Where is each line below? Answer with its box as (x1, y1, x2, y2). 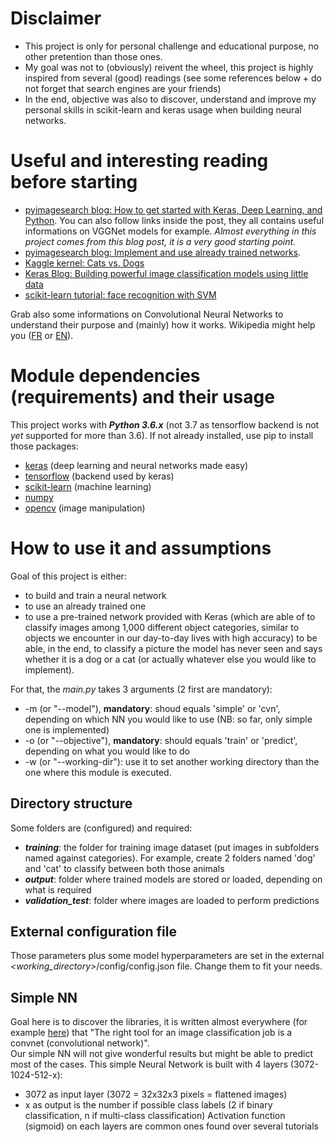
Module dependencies (10, 365, 201, 387)
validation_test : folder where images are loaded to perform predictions (24, 894, 320, 906)
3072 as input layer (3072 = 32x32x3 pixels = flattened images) (24, 1088, 288, 1101)
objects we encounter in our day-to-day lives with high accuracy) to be (24, 632, 318, 644)
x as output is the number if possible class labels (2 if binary (24, 1099, 273, 1111)
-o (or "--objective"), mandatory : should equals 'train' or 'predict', (24, 734, 298, 746)
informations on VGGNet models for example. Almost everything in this (24, 225, 317, 237)
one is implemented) (24, 723, 110, 736)
